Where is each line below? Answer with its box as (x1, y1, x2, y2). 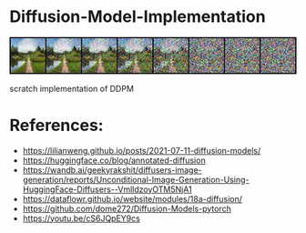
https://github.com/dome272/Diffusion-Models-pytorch (22, 203, 232, 214)
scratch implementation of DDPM (9, 83, 135, 94)
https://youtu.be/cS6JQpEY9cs (22, 212, 141, 224)
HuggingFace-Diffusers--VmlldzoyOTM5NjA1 (22, 184, 193, 195)
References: (9, 115, 104, 136)
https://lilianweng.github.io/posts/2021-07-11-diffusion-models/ (22, 145, 261, 156)
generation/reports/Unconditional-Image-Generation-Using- (22, 174, 250, 185)
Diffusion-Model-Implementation (9, 6, 266, 27)
